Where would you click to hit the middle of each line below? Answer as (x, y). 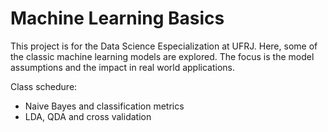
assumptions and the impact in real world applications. (123, 67)
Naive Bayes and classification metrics (104, 106)
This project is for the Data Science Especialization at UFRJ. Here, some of (164, 46)
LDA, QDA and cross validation (88, 116)
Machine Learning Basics (117, 18)
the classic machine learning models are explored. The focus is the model (162, 56)
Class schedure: (44, 86)
